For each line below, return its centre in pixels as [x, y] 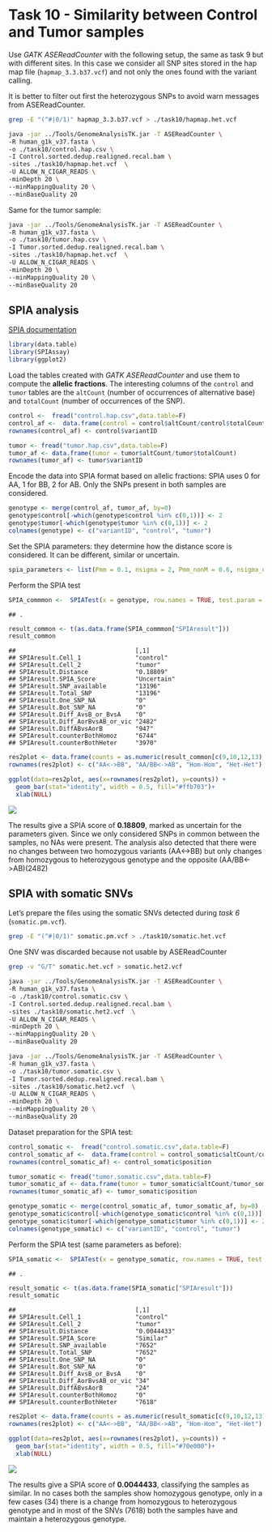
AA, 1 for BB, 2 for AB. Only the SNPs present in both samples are [117, 484]
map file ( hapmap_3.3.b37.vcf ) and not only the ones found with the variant [133, 71]
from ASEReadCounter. [47, 105]
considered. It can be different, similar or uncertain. [94, 555]
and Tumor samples [76, 32]
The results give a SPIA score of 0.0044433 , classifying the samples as [129, 1484]
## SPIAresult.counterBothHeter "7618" [83, 1402]
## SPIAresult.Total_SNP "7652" [83, 1353]
